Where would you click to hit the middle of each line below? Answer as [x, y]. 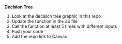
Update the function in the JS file [45, 21]
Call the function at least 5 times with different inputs [64, 26]
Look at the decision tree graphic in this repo [56, 16]
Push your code [27, 31]
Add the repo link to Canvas [39, 36]
